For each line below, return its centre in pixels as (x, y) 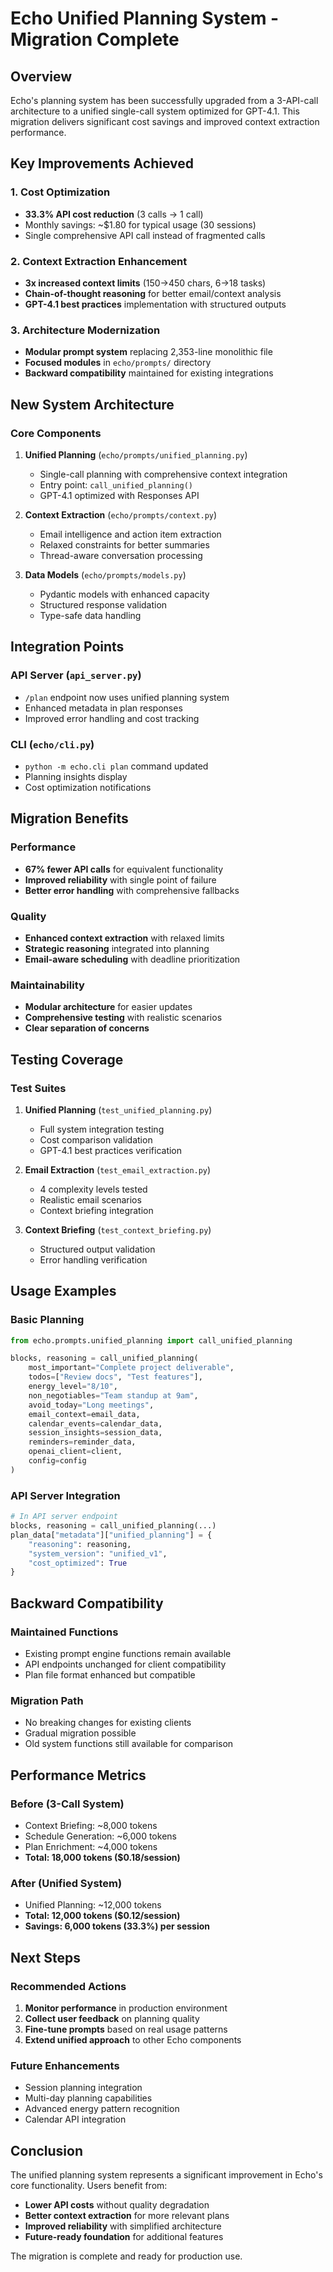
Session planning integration (83, 2088)
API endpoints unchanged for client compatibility (125, 1664)
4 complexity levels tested (93, 1189)
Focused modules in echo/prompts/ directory (118, 363)
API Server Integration (65, 1495)
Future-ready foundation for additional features (124, 2237)
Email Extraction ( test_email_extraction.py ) (118, 1169)
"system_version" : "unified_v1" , (98, 1553)
